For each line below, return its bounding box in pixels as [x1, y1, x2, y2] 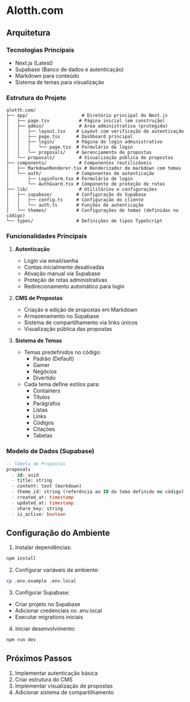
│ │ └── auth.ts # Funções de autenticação [6, 202, 144, 208]
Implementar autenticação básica [14, 669, 98, 677]
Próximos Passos [6, 653, 72, 663]
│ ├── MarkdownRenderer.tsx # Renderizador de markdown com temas [6, 165, 182, 172]
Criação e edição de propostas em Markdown [23, 306, 138, 313]
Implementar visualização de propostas [14, 682, 113, 689]
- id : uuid [11, 472, 39, 478]
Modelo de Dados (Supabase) [6, 447, 95, 456]
